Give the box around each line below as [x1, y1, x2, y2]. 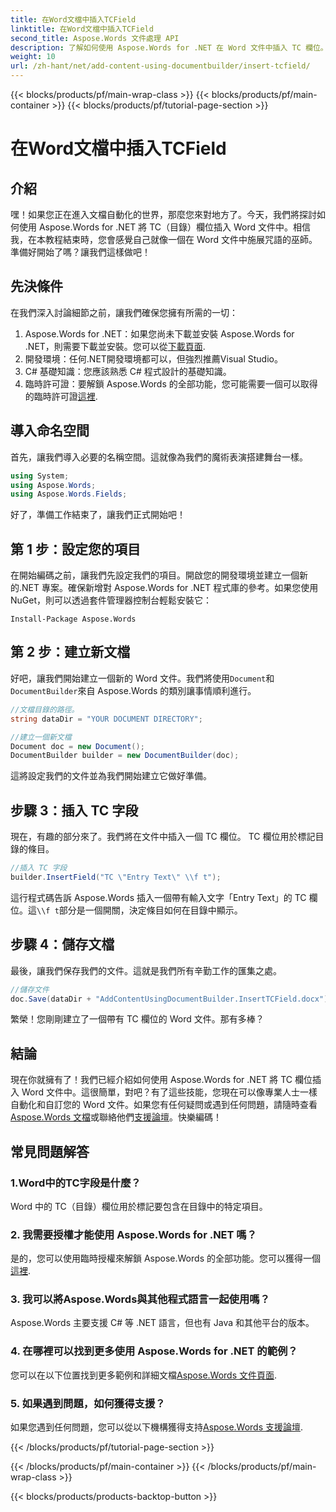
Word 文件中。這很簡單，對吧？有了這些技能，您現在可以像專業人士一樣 [21, 1086, 318, 1098]
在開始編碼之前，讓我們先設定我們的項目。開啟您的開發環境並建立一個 [10, 569, 300, 581]
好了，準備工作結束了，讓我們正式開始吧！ [10, 509, 186, 521]
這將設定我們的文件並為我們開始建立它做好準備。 [10, 770, 212, 782]
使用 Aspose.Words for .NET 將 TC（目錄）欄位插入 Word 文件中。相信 [18, 221, 312, 233]
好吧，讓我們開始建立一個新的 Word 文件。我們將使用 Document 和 [10, 672, 275, 684]
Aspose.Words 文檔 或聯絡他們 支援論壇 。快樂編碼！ [10, 1111, 223, 1123]
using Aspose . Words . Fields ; [10, 489, 128, 500]
